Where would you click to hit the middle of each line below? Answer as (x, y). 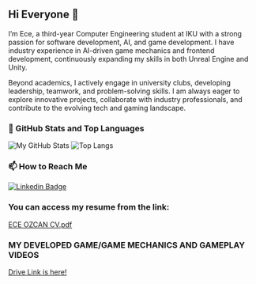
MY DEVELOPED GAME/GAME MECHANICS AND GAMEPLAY (126, 244)
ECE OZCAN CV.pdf (40, 224)
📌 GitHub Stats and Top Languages (76, 128)
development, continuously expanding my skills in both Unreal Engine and (128, 59)
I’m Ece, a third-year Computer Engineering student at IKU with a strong (125, 33)
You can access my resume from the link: (89, 207)
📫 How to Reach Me (48, 167)
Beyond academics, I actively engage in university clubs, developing (119, 82)
